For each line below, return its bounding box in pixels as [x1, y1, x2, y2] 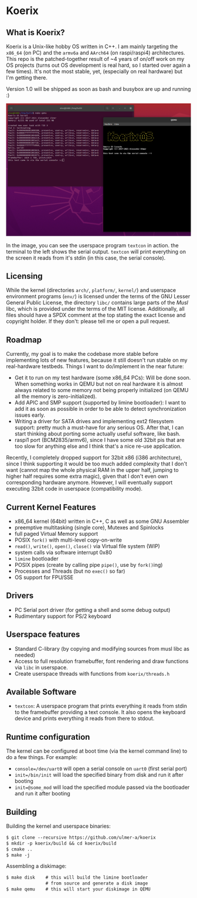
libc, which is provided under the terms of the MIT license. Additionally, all [6, 305, 185, 312]
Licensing [6, 271, 43, 281]
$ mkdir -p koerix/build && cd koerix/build [6, 841, 117, 846]
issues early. [14, 411, 46, 419]
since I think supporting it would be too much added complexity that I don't [6, 460, 188, 467]
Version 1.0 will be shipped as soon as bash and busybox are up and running [6, 86, 191, 92]
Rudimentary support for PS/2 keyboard [14, 613, 111, 620]
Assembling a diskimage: [6, 863, 67, 870]
